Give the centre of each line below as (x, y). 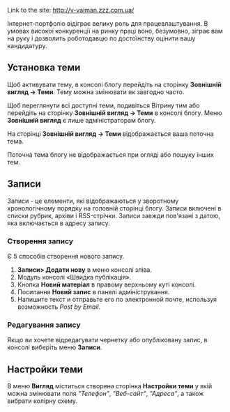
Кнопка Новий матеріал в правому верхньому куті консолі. (107, 284)
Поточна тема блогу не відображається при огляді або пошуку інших (110, 154)
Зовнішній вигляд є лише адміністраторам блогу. (82, 120)
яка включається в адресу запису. (59, 223)
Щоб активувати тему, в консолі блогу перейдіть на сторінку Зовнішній (114, 84)
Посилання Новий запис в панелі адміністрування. (93, 291)
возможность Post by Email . (59, 307)
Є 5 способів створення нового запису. (66, 256)
